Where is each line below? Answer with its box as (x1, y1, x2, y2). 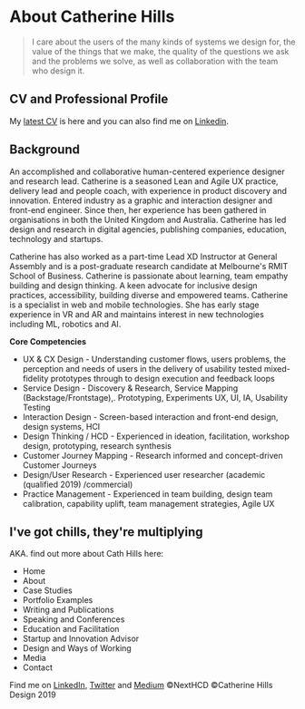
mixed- (263, 363, 290, 374)
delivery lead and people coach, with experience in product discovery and (9, 185, 288, 196)
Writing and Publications (22, 605, 114, 616)
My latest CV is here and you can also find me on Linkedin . (9, 115, 230, 126)
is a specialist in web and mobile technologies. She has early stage (9, 299, 261, 310)
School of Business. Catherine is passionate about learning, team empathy (9, 270, 289, 281)
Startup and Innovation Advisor (22, 633, 140, 645)
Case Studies (22, 585, 73, 596)
